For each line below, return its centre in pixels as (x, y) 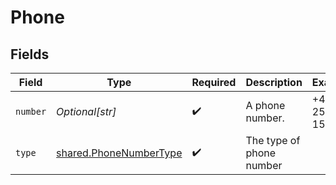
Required (214, 82)
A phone (265, 105)
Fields (30, 54)
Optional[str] (86, 111)
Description (274, 82)
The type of (273, 140)
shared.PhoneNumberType (119, 153)
